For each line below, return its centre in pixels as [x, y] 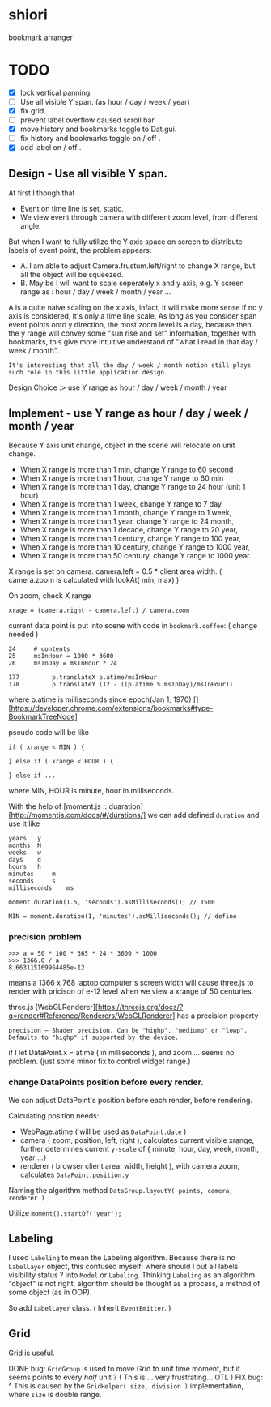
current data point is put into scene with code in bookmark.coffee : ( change [133, 625]
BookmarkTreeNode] [43, 716]
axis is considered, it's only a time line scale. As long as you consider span [133, 316]
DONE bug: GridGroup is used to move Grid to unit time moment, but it [124, 1369]
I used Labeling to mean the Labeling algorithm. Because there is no [122, 1258]
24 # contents [39, 649]
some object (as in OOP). [50, 1292]
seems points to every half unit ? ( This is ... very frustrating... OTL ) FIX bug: [136, 1377]
